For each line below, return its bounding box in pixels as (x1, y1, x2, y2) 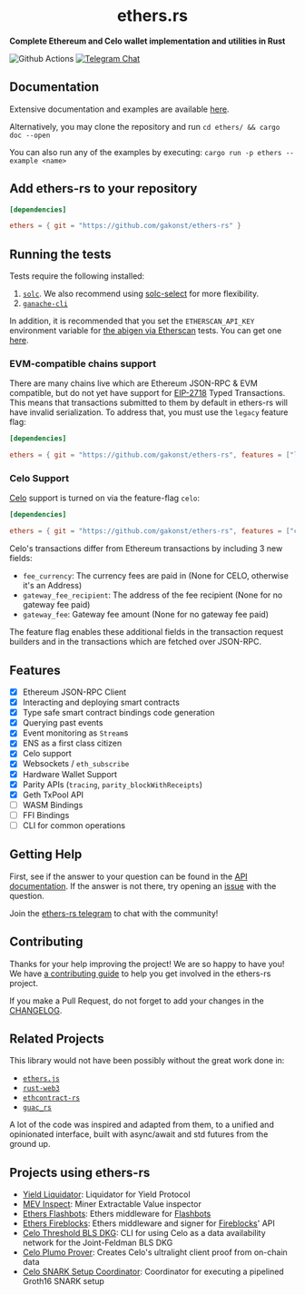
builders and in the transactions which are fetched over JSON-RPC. (9, 637, 261, 647)
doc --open (9, 131, 51, 140)
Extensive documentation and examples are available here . (9, 104, 230, 114)
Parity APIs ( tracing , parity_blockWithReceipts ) (22, 778, 202, 790)
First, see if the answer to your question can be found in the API (9, 871, 248, 882)
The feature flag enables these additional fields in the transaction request (9, 627, 284, 638)
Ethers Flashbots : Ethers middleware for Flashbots (22, 1209, 212, 1220)
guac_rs (22, 1103, 52, 1112)
